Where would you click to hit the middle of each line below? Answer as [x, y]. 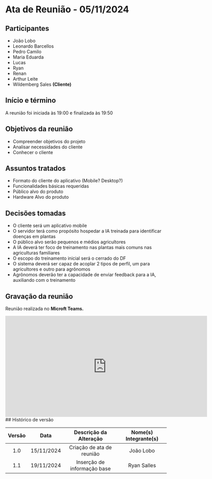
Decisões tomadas [36, 213]
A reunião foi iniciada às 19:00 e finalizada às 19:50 [59, 113]
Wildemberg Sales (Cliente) [42, 84]
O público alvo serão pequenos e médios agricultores [69, 242]
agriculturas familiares [36, 253]
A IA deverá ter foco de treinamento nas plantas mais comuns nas [82, 247]
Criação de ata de [90, 448]
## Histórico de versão [29, 420]
